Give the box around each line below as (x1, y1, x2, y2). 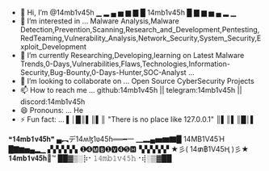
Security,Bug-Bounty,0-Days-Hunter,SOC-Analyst (19, 68, 187, 77)
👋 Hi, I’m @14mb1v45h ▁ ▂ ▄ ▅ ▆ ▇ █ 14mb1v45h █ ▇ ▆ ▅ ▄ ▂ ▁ (19, 8, 237, 17)
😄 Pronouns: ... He (19, 106, 83, 115)
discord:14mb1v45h (19, 97, 86, 106)
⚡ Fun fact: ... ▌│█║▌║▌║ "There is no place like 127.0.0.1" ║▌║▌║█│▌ (19, 115, 256, 124)
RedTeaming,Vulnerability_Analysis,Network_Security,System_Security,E (19, 33, 262, 43)
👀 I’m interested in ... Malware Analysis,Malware (19, 16, 179, 26)
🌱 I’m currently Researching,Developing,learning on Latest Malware (19, 51, 245, 60)
